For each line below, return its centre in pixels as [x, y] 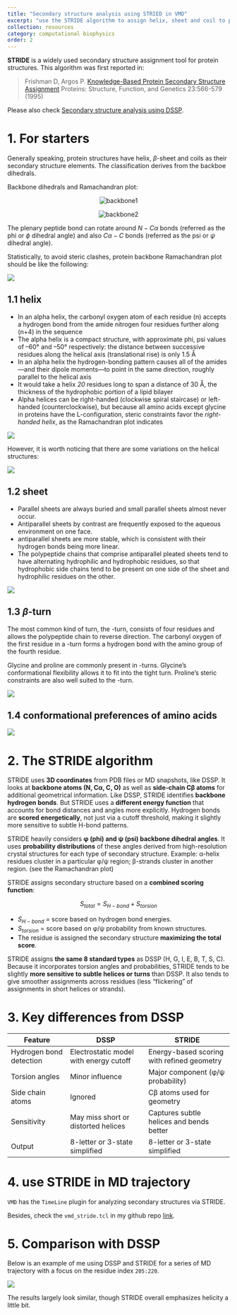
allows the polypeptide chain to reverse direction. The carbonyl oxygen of [115, 636]
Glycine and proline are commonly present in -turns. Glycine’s [97, 665]
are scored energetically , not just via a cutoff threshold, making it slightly [114, 818]
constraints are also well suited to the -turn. [71, 680]
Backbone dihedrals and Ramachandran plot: [73, 187]
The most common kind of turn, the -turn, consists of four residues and [111, 629]
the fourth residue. [34, 651]
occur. [27, 516]
